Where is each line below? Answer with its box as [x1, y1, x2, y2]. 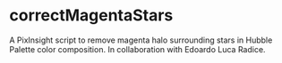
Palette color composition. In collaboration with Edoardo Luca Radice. [9, 43, 266, 54]
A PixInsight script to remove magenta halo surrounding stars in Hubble [9, 35, 273, 45]
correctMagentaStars [9, 5, 174, 26]
